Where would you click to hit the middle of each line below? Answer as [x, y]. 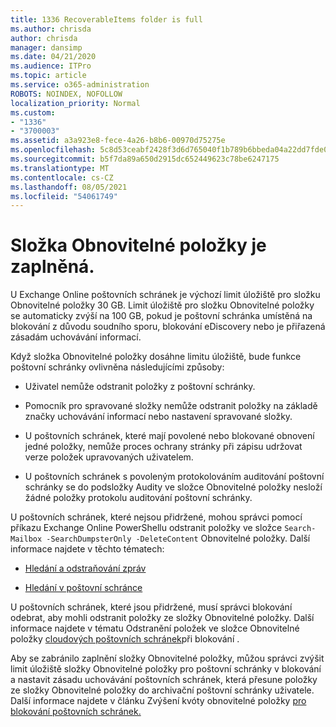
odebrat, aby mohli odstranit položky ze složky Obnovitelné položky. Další [162, 618]
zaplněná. [52, 267]
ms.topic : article [48, 76]
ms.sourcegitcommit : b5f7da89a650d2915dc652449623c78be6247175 [145, 159]
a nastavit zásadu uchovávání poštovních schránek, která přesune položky [164, 680]
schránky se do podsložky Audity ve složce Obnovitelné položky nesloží [173, 487]
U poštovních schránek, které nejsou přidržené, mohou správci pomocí [156, 517]
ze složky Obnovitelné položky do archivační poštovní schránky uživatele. [162, 690]
